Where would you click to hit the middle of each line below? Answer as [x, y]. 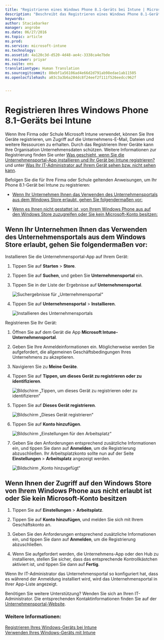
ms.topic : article [24, 37]
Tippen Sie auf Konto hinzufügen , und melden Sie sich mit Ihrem [78, 520]
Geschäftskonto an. [32, 525]
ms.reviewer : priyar [26, 59]
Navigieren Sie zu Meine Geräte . [45, 367]
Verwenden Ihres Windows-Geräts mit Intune [51, 632]
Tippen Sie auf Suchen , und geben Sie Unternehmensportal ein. [78, 275]
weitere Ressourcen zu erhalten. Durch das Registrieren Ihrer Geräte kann [79, 144]
